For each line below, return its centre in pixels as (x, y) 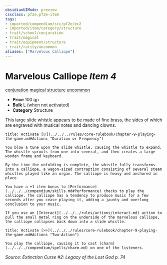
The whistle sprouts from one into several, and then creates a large (80, 152)
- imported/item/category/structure (43, 28)
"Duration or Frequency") (77, 139)
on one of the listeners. (117, 248)
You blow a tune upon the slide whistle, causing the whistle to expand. (84, 148)
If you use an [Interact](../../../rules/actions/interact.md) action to (84, 213)
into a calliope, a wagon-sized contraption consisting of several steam (84, 169)
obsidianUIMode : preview (31, 10)
